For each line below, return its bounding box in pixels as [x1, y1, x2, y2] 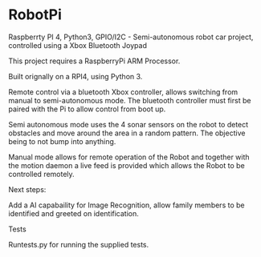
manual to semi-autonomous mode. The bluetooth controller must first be [8, 95, 251, 105]
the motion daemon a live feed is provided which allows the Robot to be [8, 160, 245, 170]
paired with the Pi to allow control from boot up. [8, 104, 166, 114]
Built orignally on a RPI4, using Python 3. [8, 71, 143, 81]
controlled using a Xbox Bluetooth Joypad [8, 40, 147, 50]
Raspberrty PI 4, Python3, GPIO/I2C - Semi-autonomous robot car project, [8, 32, 254, 42]
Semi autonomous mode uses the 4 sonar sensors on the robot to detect [8, 119, 249, 129]
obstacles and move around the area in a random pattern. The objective [8, 128, 246, 138]
